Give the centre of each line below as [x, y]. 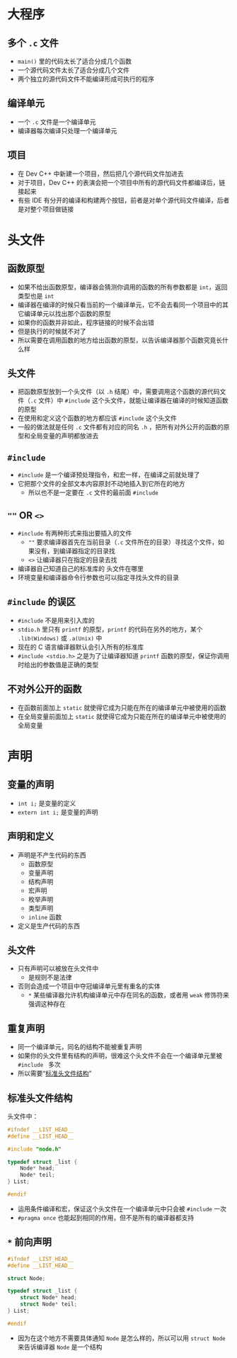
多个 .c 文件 [33, 43]
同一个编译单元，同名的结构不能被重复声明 [80, 1047]
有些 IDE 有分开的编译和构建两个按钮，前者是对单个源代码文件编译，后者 [123, 200]
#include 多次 [39, 1065]
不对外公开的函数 [45, 689]
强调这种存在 [47, 1004]
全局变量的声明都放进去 [64, 436]
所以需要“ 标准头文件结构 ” [54, 1073]
